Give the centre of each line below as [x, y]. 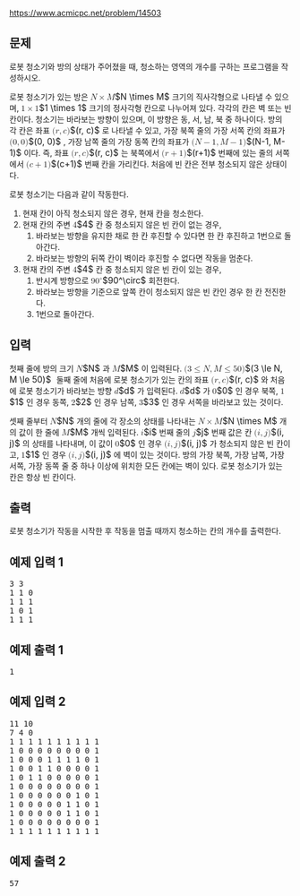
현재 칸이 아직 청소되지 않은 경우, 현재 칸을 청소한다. [113, 213]
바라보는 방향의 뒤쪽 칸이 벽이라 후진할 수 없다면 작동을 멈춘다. [144, 258]
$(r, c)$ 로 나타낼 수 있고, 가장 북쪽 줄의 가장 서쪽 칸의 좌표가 [178, 130]
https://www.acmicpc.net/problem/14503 [86, 13]
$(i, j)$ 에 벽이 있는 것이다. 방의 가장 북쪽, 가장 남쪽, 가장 [184, 454]
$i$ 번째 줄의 [167, 432]
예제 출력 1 [37, 650]
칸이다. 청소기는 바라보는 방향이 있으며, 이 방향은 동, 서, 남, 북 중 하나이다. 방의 [146, 119]
